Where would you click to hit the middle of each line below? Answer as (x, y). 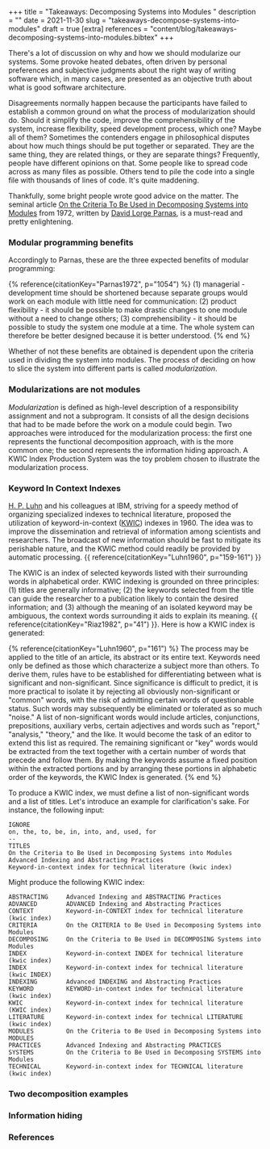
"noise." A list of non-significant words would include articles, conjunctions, (134, 717)
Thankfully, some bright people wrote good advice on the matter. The (124, 196)
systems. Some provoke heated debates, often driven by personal (118, 61)
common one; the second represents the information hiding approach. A (128, 450)
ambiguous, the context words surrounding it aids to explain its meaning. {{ (133, 615)
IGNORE (19, 824)
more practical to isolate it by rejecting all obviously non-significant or (124, 691)
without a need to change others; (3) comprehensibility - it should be (123, 319)
